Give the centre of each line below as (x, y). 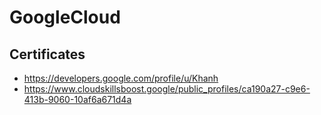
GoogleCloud (65, 17)
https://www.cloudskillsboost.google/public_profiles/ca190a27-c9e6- (167, 89)
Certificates (47, 54)
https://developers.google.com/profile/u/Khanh (121, 78)
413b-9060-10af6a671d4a (77, 99)
